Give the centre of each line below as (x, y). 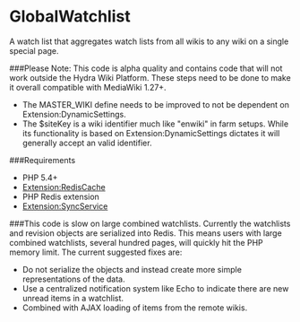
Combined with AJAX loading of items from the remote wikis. (135, 308)
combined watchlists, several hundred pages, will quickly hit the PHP (137, 242)
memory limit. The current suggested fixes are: (96, 252)
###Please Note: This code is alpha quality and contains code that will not (146, 68)
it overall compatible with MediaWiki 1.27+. (88, 87)
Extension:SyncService (65, 206)
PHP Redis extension (61, 196)
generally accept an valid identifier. (87, 143)
